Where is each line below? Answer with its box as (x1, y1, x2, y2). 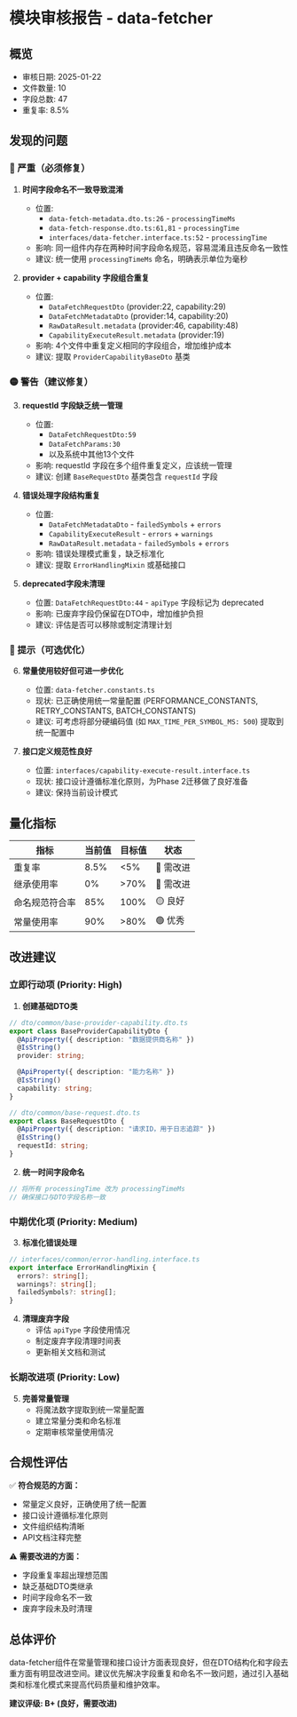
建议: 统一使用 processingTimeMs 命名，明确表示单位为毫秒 (35, 253, 248, 264)
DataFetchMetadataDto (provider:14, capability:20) (48, 310, 229, 321)
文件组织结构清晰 (21, 1521, 85, 1532)
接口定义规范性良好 (21, 746, 93, 757)
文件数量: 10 (21, 83, 66, 93)
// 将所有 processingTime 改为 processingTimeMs (9, 1184, 186, 1193)
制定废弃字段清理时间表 (35, 1336, 121, 1347)
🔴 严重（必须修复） (9, 162, 90, 174)
